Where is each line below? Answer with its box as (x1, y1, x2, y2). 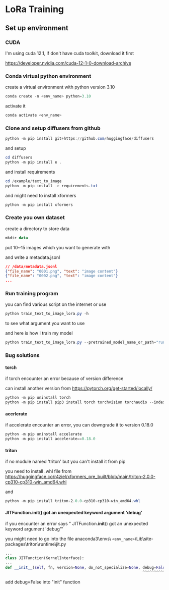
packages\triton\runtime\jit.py (5, 541, 66, 547)
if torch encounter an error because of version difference (5, 376, 124, 382)
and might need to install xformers (5, 192, 76, 198)
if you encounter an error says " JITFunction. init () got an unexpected (5, 521, 148, 527)
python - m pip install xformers (5, 202, 73, 207)
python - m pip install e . (5, 159, 62, 165)
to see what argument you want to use (5, 320, 85, 327)
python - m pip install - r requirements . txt (5, 183, 98, 188)
